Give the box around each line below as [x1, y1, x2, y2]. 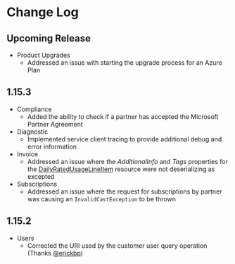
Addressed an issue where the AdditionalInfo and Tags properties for [27, 157, 228, 165]
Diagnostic [16, 127, 49, 136]
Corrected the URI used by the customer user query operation [27, 241, 208, 250]
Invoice [16, 149, 39, 158]
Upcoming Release [6, 32, 91, 44]
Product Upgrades [16, 51, 71, 59]
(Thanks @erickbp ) [27, 249, 84, 257]
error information [27, 142, 77, 151]
